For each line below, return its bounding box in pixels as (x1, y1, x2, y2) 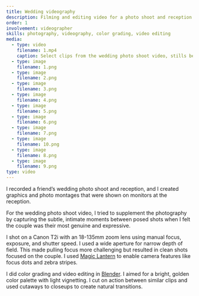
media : (6, 36, 23, 42)
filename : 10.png (17, 141, 60, 147)
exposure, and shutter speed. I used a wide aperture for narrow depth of (6, 240, 183, 247)
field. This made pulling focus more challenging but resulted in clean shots (6, 246, 188, 253)
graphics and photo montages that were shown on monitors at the (6, 191, 168, 199)
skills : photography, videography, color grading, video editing (6, 31, 171, 37)
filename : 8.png (17, 152, 57, 158)
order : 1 (6, 20, 28, 26)
